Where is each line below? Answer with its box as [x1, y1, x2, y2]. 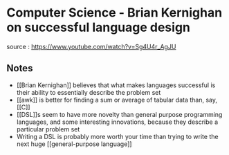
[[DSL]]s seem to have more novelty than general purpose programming [16, 110, 223, 118]
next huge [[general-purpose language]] [16, 140, 132, 148]
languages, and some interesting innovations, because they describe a [16, 118, 219, 126]
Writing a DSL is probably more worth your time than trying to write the [16, 132, 219, 140]
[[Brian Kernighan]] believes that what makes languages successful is [16, 81, 216, 89]
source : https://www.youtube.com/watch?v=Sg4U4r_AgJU [6, 42, 176, 51]
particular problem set [16, 125, 80, 133]
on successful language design [6, 19, 191, 35]
